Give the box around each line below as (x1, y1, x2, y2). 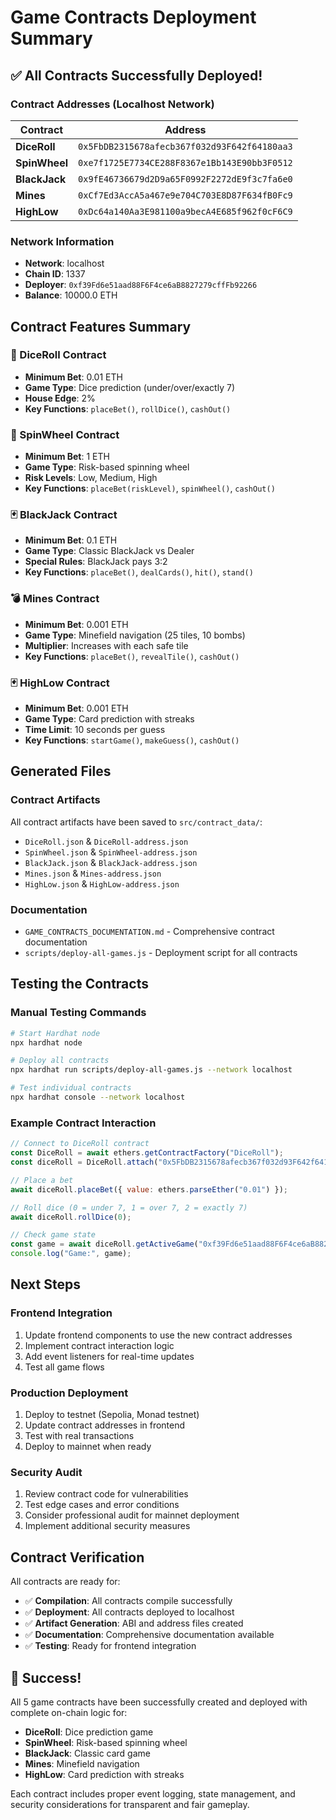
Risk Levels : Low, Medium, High (24, 472, 158, 484)
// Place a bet (10, 1175, 74, 1185)
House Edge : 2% (24, 392, 96, 404)
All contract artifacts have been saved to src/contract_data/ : (10, 816, 263, 828)
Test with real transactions (24, 1430, 135, 1441)
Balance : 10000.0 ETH (24, 289, 118, 301)
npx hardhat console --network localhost (10, 1092, 186, 1103)
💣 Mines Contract (10, 592, 100, 606)
